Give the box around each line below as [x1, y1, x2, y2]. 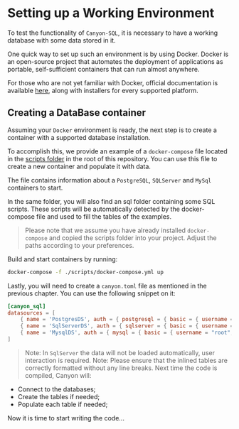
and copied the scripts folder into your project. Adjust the [48, 233, 217, 242]
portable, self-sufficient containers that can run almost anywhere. [7, 65, 200, 73]
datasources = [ [7, 309, 55, 317]
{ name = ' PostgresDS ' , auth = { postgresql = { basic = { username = [20, 316, 234, 323]
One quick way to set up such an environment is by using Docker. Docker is [7, 50, 229, 58]
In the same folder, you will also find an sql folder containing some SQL [7, 197, 216, 205]
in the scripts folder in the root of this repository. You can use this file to [7, 154, 218, 163]
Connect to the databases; [17, 385, 96, 393]
